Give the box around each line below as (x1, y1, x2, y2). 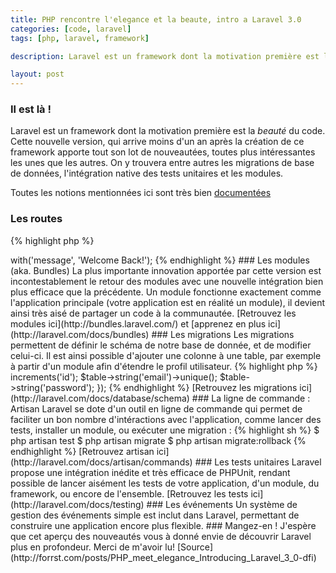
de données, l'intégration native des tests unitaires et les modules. (10, 167, 284, 180)
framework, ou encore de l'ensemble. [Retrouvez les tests (10, 487, 249, 500)
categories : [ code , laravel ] (10, 24, 132, 34)
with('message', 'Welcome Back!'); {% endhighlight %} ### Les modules (10, 254, 310, 266)
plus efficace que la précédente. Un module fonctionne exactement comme (10, 286, 322, 298)
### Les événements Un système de (146, 498, 298, 510)
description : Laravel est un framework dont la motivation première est (10, 51, 320, 61)
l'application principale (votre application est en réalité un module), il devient (10, 296, 326, 308)
